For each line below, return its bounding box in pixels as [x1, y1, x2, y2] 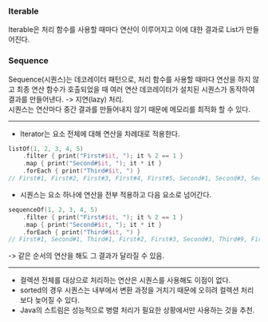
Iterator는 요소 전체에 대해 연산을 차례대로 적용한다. [19, 129, 180, 138]
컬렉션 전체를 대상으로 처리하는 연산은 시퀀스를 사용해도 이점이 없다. [19, 276, 231, 285]
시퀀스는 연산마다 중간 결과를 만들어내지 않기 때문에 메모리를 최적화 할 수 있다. [8, 104, 251, 113]
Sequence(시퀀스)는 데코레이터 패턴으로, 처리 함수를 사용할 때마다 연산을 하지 [8, 74, 251, 84]
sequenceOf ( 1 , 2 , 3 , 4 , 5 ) [8, 205, 98, 213]
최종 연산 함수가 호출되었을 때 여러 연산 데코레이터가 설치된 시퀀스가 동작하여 [16, 84, 255, 93]
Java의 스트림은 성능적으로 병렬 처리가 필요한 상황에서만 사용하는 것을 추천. [19, 305, 255, 315]
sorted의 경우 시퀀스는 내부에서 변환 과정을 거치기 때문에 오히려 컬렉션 [19, 285, 239, 295]
